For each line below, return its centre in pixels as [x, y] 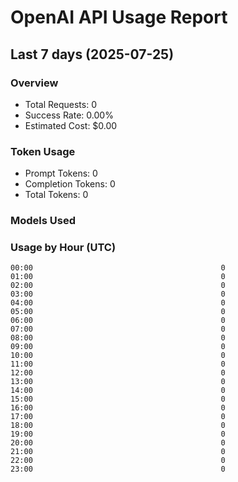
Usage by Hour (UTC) [63, 248]
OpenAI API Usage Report [119, 17]
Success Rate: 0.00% [69, 115]
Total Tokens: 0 [56, 195]
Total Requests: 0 [60, 104]
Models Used [43, 221]
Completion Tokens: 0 [70, 184]
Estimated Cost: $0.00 [71, 125]
